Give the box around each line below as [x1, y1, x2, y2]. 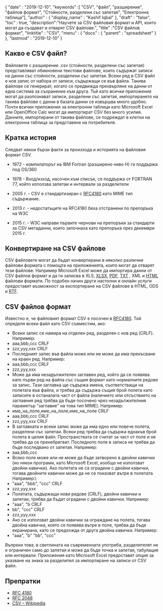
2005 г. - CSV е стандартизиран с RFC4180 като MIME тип [12, 190, 133, 196]
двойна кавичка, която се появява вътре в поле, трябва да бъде [12, 522, 147, 528]
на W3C [12, 210, 29, 216]
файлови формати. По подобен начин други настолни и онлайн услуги [5, 278, 152, 284]
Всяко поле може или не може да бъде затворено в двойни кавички [12, 455, 155, 461]
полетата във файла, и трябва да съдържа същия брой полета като [12, 387, 153, 393]
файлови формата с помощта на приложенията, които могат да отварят [5, 262, 155, 268]
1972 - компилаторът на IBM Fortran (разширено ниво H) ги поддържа [12, 161, 158, 167]
